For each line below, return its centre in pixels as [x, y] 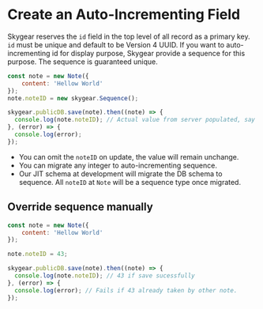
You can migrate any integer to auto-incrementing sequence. [118, 165]
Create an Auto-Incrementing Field [124, 15]
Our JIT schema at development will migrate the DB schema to [120, 173]
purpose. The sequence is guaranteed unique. [83, 62]
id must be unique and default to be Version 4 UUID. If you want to [116, 44]
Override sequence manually [80, 207]
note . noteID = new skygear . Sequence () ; [73, 98]
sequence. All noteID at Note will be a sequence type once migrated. [130, 182]
